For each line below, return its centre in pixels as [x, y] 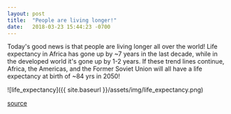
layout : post [26, 14]
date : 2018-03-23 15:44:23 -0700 [59, 27]
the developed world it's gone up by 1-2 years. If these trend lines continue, [116, 62]
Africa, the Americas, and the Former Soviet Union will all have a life [105, 69]
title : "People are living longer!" [62, 20]
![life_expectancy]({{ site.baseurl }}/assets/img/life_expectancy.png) [105, 90]
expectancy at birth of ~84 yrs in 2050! [64, 76]
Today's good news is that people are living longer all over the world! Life [112, 47]
